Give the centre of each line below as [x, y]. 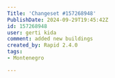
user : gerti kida [32, 32]
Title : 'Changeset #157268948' [52, 13]
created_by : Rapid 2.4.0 [42, 45]
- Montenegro [26, 58]
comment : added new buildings [50, 39]
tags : [15, 52]
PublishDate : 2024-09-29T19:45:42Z [58, 20]
